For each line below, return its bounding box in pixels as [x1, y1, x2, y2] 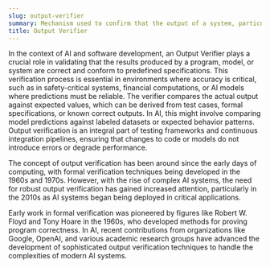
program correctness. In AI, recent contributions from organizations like [8, 225, 246, 235]
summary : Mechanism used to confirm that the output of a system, [8, 19, 235, 27]
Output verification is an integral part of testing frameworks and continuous [8, 126, 259, 135]
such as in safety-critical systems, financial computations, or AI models [8, 83, 245, 93]
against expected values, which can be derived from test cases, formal [8, 100, 243, 109]
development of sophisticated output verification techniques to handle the [8, 242, 254, 252]
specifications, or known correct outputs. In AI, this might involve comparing [8, 109, 261, 118]
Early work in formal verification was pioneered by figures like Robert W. [8, 208, 247, 218]
